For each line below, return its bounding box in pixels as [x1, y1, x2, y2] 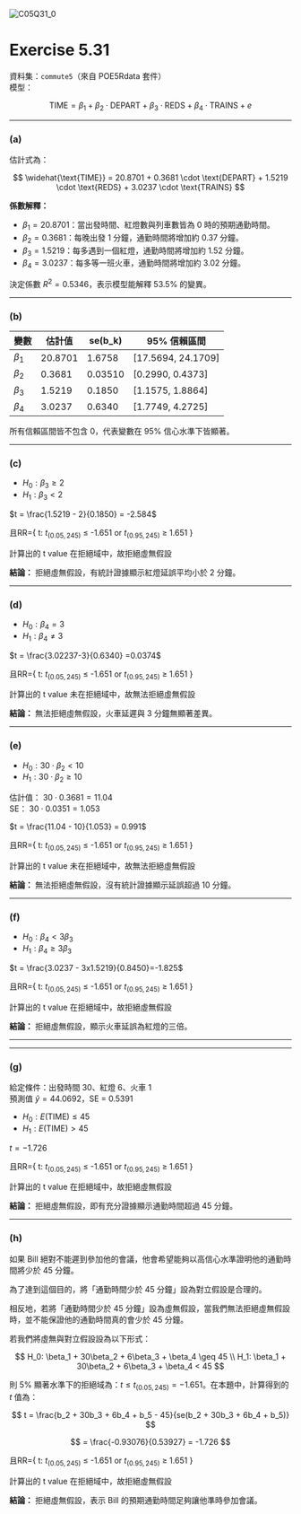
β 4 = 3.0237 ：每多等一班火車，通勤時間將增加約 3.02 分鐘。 [21, 258, 246, 271]
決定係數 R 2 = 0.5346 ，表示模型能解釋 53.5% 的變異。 [9, 277, 212, 289]
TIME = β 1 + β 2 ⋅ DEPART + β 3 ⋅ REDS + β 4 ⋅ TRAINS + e [48, 100, 253, 112]
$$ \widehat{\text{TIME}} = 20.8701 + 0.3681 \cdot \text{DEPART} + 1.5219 [13, 172, 288, 183]
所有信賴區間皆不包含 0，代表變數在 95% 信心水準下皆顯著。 [9, 425, 235, 436]
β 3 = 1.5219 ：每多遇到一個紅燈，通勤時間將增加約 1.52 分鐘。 [21, 245, 249, 258]
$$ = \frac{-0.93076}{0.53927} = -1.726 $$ [70, 1437, 231, 1448]
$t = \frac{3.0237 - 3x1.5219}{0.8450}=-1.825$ [9, 962, 184, 973]
